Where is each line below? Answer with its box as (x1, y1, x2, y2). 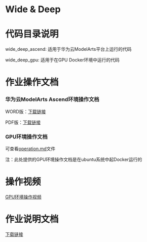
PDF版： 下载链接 (5, 119, 41, 125)
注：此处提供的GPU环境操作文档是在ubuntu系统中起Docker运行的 (5, 156, 142, 162)
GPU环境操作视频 (5, 194, 42, 200)
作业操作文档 (5, 77, 59, 88)
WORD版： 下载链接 (5, 108, 46, 115)
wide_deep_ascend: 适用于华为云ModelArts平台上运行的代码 (5, 46, 132, 52)
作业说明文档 (5, 214, 59, 225)
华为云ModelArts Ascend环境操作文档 (5, 96, 100, 103)
